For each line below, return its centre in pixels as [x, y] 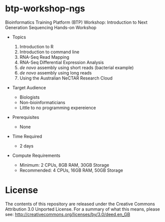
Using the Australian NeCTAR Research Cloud [66, 78]
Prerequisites [26, 117]
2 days [26, 146]
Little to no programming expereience [58, 108]
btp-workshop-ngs [45, 9]
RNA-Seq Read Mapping [44, 57]
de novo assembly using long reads [56, 73]
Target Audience [29, 87]
